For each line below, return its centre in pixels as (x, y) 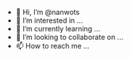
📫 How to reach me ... (52, 46)
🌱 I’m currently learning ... (58, 29)
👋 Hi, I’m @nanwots (48, 12)
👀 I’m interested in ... (49, 20)
